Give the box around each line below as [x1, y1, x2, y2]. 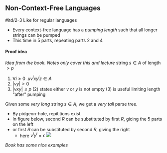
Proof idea [5, 49, 27, 55]
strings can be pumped [12, 32, 61, 38]
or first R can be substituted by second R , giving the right [12, 126, 130, 132]
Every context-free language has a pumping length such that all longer [12, 27, 158, 33]
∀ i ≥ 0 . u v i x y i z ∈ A [12, 75, 52, 81]
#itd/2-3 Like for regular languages [5, 17, 77, 23]
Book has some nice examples [5, 142, 68, 148]
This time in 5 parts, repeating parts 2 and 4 [12, 37, 103, 43]
